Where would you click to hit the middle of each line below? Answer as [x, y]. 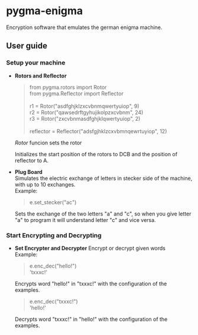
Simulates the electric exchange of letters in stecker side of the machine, [103, 178]
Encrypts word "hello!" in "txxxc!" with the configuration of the [91, 284]
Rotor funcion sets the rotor [48, 143]
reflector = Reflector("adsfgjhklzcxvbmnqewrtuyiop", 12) [98, 131]
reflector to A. [32, 160]
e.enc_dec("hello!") [53, 266]
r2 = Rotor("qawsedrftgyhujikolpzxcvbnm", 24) [86, 112]
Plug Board [28, 172]
